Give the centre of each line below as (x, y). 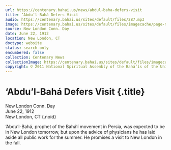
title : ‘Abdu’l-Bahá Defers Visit (42, 15)
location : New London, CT (33, 39)
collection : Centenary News (35, 57)
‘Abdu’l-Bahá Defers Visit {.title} (75, 92)
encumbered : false (25, 52)
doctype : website (24, 43)
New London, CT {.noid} (31, 117)
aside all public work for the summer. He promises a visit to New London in (84, 137)
